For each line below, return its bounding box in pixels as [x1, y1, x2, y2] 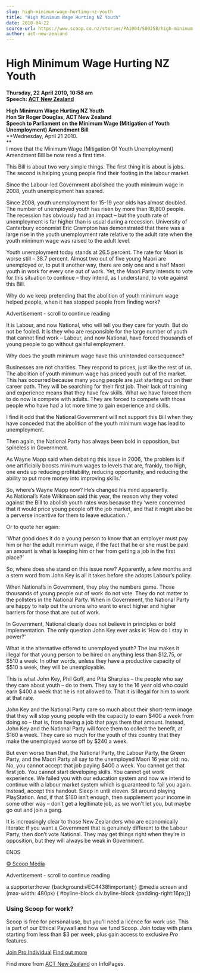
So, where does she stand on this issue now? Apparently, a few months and [6, 565, 192, 573]
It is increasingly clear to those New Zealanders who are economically [6, 818, 179, 825]
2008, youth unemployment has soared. [6, 188, 104, 195]
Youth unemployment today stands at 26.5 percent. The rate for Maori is [6, 249, 183, 256]
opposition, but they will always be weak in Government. [6, 837, 145, 845]
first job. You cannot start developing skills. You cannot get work [6, 769, 165, 776]
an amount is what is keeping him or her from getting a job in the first [6, 547, 176, 555]
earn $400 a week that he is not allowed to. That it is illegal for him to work [6, 688, 189, 695]
